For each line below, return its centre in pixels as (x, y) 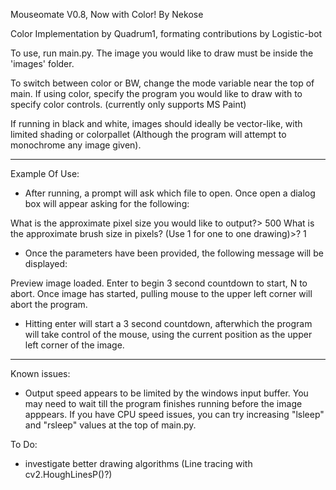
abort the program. (49, 304)
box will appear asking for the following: (107, 203)
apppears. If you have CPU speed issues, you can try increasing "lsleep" (174, 414)
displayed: (46, 263)
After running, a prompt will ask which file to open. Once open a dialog (170, 193)
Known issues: (40, 373)
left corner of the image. (74, 345)
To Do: (24, 444)
